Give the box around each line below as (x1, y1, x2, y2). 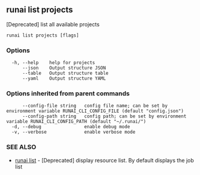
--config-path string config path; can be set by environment (22, 113, 187, 119)
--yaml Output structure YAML (22, 76, 106, 82)
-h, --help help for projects (11, 60, 95, 66)
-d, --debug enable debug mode (11, 124, 130, 130)
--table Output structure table (22, 70, 109, 77)
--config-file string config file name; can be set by (22, 103, 168, 109)
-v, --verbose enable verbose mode (11, 129, 136, 135)
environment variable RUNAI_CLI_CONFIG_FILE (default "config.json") (6, 108, 184, 114)
